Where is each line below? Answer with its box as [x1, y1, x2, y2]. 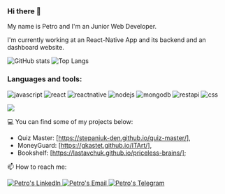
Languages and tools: [7, 74, 82, 84]
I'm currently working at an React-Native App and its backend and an [7, 36, 206, 44]
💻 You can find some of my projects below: [7, 117, 133, 125]
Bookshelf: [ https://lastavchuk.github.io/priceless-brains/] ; [17, 148, 187, 157]
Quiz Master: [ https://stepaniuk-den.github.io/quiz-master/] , [17, 133, 191, 142]
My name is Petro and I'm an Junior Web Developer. [7, 22, 157, 31]
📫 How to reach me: [7, 162, 67, 171]
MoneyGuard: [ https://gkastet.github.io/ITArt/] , [17, 141, 152, 149]
